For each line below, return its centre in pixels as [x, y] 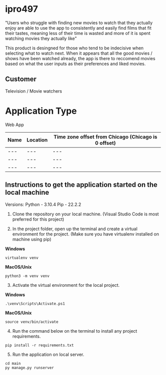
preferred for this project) [38, 219]
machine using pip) [32, 239]
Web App [15, 125]
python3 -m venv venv [27, 276]
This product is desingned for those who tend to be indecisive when [74, 48]
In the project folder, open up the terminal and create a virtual [75, 229]
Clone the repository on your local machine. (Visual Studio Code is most [85, 214]
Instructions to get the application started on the [81, 185]
